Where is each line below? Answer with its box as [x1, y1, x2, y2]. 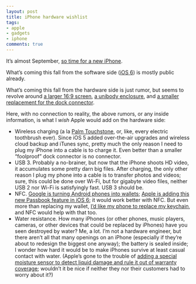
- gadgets [6, 31, 31, 36]
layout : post [6, 8, 38, 15]
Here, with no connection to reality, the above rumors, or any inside [6, 110, 169, 117]
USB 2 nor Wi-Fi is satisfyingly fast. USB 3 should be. [14, 184, 144, 191]
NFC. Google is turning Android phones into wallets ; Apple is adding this [14, 190, 190, 197]
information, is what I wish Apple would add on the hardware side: [6, 116, 166, 123]
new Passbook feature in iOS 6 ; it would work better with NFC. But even [14, 196, 189, 203]
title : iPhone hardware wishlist [6, 14, 88, 20]
